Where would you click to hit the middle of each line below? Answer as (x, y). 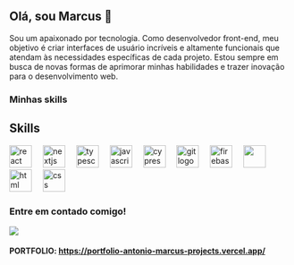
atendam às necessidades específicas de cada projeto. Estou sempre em (144, 57)
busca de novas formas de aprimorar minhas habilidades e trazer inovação (147, 66)
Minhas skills (38, 99)
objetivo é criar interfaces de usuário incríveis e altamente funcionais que (144, 47)
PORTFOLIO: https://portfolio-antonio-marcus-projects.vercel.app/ (138, 251)
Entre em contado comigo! (68, 211)
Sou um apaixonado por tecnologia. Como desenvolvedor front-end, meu (144, 38)
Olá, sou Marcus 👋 (61, 17)
